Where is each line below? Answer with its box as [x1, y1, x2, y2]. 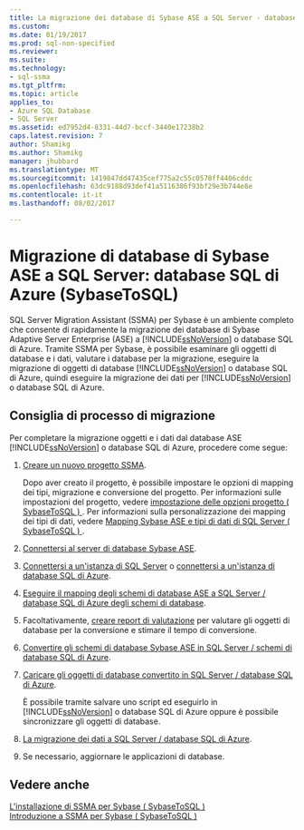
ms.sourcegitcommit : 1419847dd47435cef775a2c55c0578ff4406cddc [9, 173, 253, 182]
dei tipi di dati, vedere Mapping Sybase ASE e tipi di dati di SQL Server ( [22, 515, 290, 526]
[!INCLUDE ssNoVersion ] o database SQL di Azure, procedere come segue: [9, 442, 288, 453]
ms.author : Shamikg [9, 148, 83, 157]
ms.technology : [9, 64, 67, 73]
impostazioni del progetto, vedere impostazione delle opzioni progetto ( [22, 496, 290, 507]
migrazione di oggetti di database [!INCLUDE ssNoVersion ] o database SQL [9, 362, 288, 373]
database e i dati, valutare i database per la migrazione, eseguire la [9, 353, 260, 364]
